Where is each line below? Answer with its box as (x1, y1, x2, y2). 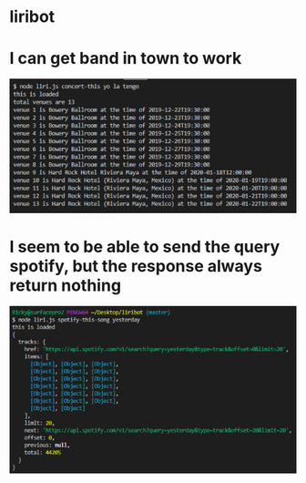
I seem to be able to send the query (9, 237, 280, 257)
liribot (9, 6, 56, 27)
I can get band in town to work (9, 48, 242, 69)
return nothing (9, 275, 121, 296)
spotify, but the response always (9, 256, 262, 277)
